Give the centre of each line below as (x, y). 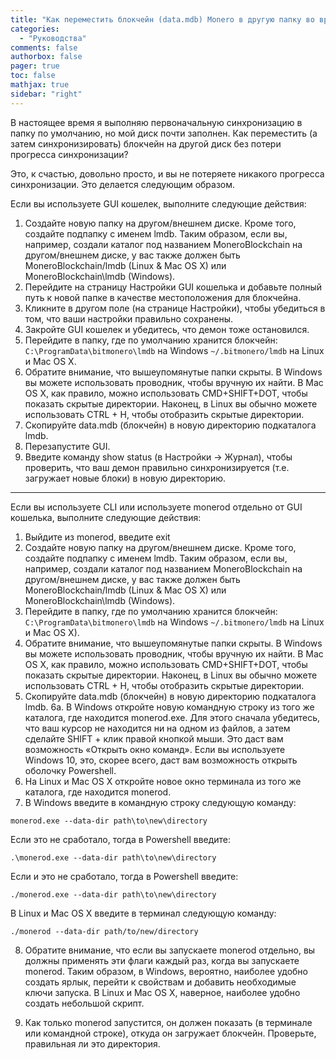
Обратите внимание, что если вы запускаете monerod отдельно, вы (170, 950)
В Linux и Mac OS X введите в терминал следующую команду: (143, 913)
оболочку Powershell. (70, 770)
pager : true (35, 66)
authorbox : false (46, 57)
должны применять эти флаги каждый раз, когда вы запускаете (162, 960)
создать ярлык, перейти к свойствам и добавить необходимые (160, 982)
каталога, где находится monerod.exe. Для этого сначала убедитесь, (172, 717)
